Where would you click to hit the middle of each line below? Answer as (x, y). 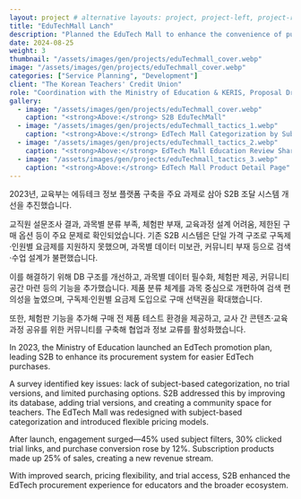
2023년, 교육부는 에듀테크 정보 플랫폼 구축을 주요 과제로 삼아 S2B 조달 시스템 (145, 194)
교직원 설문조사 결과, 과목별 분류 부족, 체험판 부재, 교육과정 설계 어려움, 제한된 (145, 224)
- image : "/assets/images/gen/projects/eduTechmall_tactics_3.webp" (148, 159)
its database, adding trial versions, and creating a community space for (141, 403)
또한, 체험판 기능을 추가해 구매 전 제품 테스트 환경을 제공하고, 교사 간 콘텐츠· (142, 318)
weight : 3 (28, 51)
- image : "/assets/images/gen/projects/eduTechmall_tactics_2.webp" (148, 142)
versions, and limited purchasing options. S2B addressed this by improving (147, 393)
